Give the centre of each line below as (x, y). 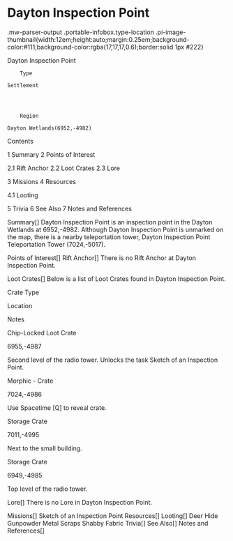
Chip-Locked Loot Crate (42, 333)
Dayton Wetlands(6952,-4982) (50, 128)
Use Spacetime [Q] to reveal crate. (57, 407)
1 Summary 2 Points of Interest (51, 154)
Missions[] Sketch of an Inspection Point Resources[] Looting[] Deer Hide (113, 516)
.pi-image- (171, 32)
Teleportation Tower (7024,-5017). (57, 244)
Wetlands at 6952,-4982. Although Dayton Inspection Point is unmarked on (115, 229)
